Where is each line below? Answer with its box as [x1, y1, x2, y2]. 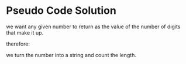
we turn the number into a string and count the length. [6, 51, 136, 58]
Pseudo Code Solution [6, 4, 117, 17]
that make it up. [6, 29, 44, 36]
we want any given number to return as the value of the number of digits [6, 23, 181, 30]
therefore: [6, 40, 30, 47]
